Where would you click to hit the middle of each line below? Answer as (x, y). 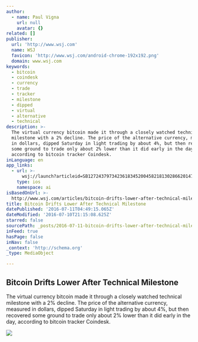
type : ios (29, 182)
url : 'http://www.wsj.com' (44, 45)
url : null (29, 22)
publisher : (19, 39)
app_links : (19, 165)
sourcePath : (21, 226)
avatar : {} (30, 28)
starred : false (25, 220)
